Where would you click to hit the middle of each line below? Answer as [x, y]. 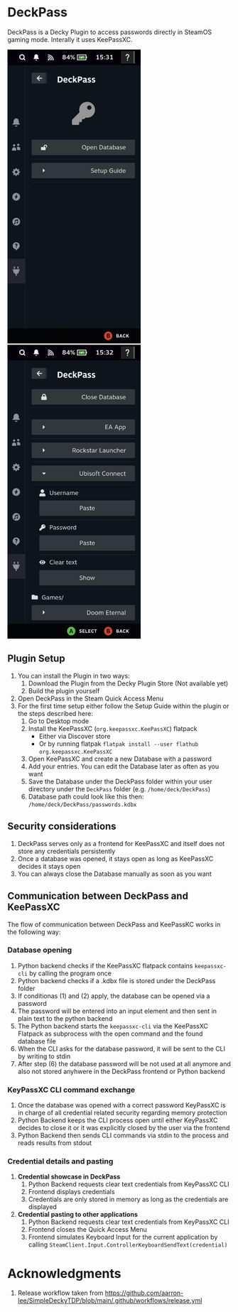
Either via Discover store [75, 736]
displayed [42, 1207]
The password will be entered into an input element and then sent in [117, 1011]
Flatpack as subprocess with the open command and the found [110, 1034]
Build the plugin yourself [64, 690]
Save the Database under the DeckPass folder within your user [120, 781]
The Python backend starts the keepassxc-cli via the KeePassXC [113, 1026]
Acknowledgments [65, 1273]
